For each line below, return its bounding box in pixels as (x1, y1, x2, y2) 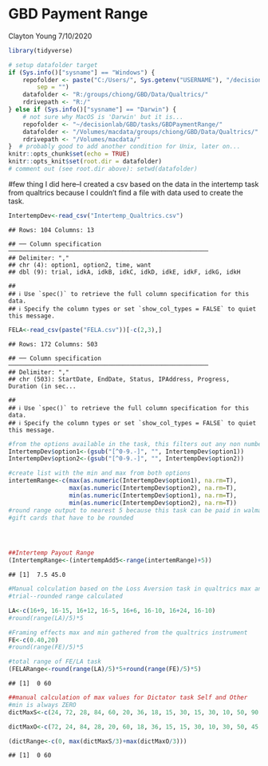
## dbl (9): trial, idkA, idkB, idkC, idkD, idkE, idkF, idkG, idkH (8, 268, 241, 276)
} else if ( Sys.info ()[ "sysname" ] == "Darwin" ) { (8, 105, 177, 114)
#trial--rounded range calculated (8, 592, 124, 601)
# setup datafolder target (8, 61, 98, 69)
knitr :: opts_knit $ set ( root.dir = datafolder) (8, 157, 162, 166)
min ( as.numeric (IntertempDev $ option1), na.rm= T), (69, 492, 238, 499)
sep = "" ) (37, 83, 69, 92)
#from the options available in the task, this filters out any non (8, 440, 241, 448)
